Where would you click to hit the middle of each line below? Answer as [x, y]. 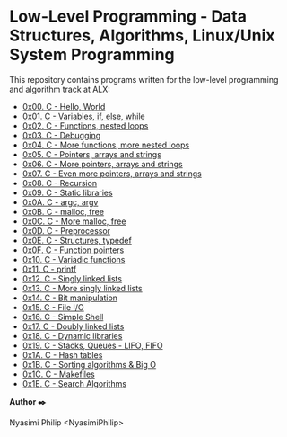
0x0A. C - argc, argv [60, 202]
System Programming [92, 55]
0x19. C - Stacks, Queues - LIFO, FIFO [92, 345]
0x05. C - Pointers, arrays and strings [91, 154]
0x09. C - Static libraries [68, 192]
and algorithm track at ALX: [60, 89]
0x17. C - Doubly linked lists [73, 326]
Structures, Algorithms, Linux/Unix [142, 36]
